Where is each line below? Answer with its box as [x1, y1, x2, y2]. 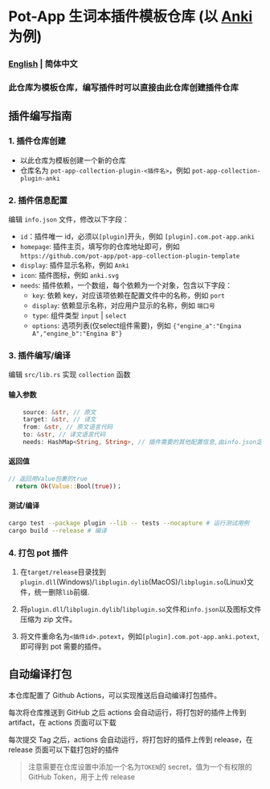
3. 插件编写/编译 [8, 350, 71, 361]
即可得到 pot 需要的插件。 [19, 642, 106, 651]
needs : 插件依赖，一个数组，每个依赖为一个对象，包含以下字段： [19, 280, 233, 290]
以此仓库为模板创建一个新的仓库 [19, 155, 126, 165]
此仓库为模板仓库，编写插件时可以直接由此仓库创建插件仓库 [8, 82, 239, 93]
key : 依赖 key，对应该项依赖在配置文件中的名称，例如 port [31, 291, 225, 301]
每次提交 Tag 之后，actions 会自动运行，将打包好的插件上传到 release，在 [8, 734, 253, 744]
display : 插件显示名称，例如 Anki [19, 260, 130, 270]
